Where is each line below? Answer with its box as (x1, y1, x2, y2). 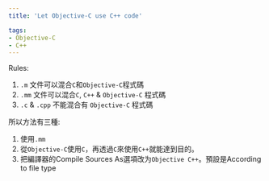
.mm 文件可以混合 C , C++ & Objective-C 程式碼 (19, 90, 166, 100)
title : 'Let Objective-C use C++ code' (8, 11, 143, 20)
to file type (19, 163, 57, 173)
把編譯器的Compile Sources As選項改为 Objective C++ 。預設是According (19, 154, 262, 164)
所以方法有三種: (8, 117, 61, 127)
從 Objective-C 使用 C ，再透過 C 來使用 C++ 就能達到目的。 (19, 144, 200, 154)
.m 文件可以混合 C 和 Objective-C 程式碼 (19, 80, 144, 89)
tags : (8, 26, 27, 35)
